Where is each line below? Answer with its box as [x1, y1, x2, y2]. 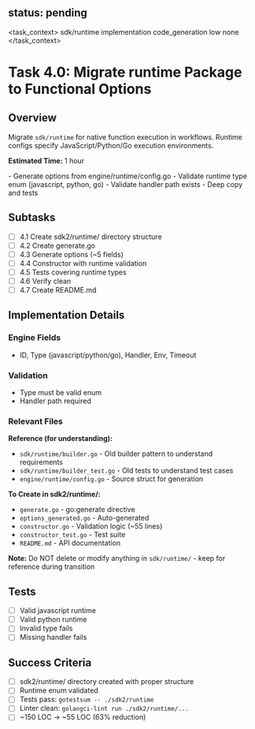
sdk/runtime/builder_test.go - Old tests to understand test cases [19, 465, 234, 476]
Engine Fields [8, 332, 61, 343]
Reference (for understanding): [8, 434, 113, 443]
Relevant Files [8, 416, 63, 427]
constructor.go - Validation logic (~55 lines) [19, 522, 163, 531]
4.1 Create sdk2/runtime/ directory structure [19, 232, 163, 241]
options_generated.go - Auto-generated [19, 513, 150, 523]
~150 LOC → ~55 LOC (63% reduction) [19, 712, 146, 722]
